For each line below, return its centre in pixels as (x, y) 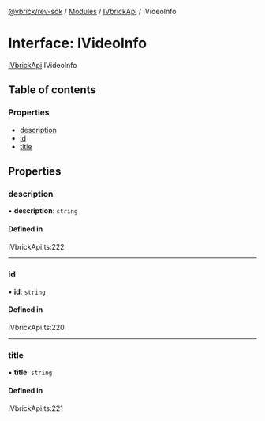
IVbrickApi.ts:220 (36, 328)
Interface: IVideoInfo (78, 43)
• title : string (30, 372)
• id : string (27, 291)
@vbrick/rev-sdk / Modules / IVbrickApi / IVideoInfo (92, 11)
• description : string (43, 211)
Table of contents (52, 90)
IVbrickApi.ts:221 (35, 408)
